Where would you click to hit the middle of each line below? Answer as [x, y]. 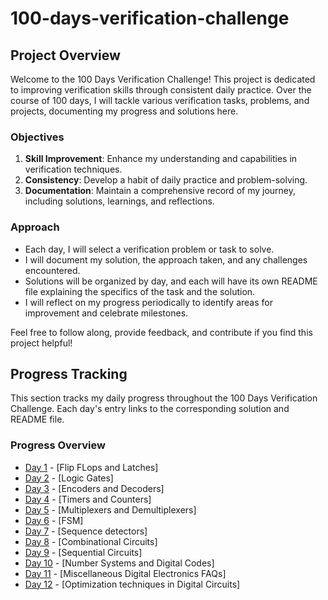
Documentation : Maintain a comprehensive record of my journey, [160, 191]
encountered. [52, 270]
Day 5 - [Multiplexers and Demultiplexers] [110, 509]
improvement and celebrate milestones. [106, 313]
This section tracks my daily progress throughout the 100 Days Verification [164, 398]
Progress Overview [58, 445]
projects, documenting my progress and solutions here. [124, 111]
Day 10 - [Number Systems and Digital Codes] [119, 563]
